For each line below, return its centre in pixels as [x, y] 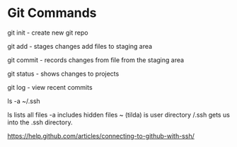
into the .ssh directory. [40, 122]
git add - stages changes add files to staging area [80, 46]
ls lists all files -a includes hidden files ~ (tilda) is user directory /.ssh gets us [118, 114]
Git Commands [52, 13]
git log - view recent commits [50, 87]
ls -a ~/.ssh [24, 101]
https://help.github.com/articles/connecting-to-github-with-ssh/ [101, 136]
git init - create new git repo [48, 33]
